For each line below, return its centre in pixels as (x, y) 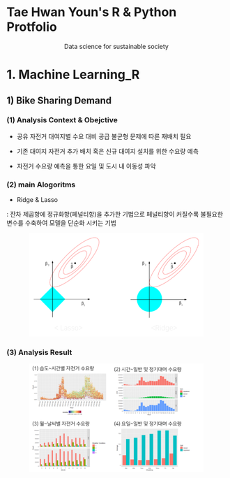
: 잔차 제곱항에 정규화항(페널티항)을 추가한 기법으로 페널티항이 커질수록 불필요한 (115, 215)
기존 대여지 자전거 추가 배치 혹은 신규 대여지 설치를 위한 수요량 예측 (108, 151)
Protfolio (32, 27)
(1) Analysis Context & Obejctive (62, 120)
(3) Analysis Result (39, 352)
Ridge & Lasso (37, 200)
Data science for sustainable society (116, 46)
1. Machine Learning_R (73, 75)
